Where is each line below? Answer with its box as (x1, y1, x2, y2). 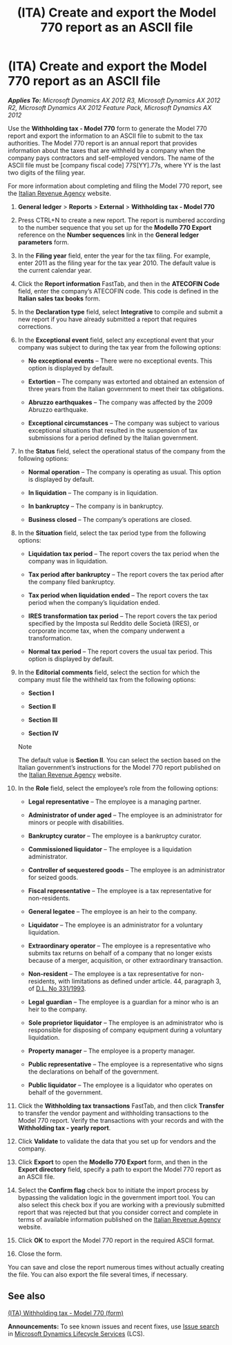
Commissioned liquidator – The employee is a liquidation (28, 845, 192, 853)
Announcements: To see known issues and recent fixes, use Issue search (8, 1322, 220, 1330)
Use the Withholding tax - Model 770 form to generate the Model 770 (8, 124, 208, 132)
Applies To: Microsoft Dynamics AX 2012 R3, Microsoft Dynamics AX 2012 (8, 96, 221, 105)
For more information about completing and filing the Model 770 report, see (8, 181, 223, 190)
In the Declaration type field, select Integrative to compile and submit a (17, 307, 223, 316)
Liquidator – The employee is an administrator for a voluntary (28, 921, 203, 929)
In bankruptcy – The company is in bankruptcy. (28, 502, 164, 510)
